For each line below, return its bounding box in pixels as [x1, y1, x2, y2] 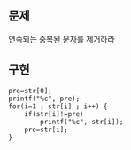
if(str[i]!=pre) [24, 109, 85, 118]
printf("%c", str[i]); [40, 117, 124, 126]
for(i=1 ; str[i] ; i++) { [8, 101, 108, 111]
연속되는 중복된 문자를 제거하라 [8, 34, 116, 44]
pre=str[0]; [8, 86, 52, 95]
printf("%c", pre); [8, 94, 81, 103]
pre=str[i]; [24, 125, 68, 134]
